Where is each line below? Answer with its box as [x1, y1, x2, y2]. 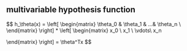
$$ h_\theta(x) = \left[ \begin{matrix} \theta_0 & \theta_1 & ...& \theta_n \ [6, 20, 181, 27]
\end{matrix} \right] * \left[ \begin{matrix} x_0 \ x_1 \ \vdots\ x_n [6, 27, 162, 34]
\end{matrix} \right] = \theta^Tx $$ [6, 38, 92, 45]
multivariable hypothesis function [6, 5, 136, 15]
